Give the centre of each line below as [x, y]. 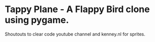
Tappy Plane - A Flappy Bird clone [77, 9]
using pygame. [37, 20]
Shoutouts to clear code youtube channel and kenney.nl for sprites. [75, 34]
